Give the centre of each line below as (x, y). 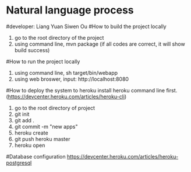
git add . (24, 120)
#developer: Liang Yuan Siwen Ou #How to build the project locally (86, 26)
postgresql (19, 163)
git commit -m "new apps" (46, 126)
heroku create (31, 133)
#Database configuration (36, 156)
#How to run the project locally (43, 61)
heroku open (30, 145)
